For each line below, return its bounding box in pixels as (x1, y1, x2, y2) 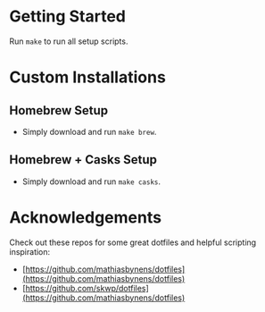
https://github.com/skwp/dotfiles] (25, 282, 149, 293)
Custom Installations (9, 67, 167, 88)
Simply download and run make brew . (21, 126, 157, 137)
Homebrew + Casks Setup (9, 152, 158, 167)
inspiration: (9, 246, 51, 257)
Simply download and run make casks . (21, 176, 161, 187)
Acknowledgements (9, 207, 162, 227)
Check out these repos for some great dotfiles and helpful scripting (9, 237, 257, 248)
